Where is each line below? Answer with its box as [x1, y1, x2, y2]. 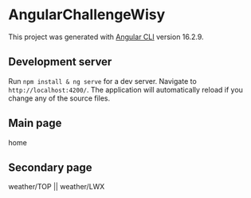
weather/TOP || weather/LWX [8, 182, 105, 192]
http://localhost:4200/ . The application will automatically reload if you [8, 85, 243, 94]
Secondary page [8, 160, 92, 174]
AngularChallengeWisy [8, 6, 166, 24]
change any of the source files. [8, 93, 111, 103]
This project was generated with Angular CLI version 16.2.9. [8, 32, 205, 42]
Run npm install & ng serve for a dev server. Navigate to [8, 76, 197, 85]
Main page [8, 117, 62, 130]
